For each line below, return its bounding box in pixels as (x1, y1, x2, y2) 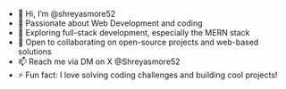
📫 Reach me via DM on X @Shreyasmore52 (17, 56, 181, 67)
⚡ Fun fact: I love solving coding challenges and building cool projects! (17, 69, 278, 80)
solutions (17, 46, 52, 57)
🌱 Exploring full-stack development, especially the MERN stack (17, 28, 250, 37)
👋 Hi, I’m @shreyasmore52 (17, 9, 116, 19)
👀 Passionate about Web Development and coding (17, 18, 203, 28)
